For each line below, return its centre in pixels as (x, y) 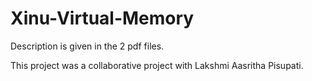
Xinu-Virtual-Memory (102, 18)
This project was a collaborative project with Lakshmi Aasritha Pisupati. (157, 65)
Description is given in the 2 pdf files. (87, 46)
